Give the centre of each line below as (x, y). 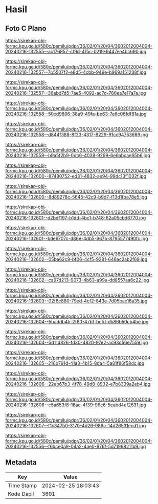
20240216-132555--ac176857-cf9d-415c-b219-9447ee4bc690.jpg (76, 51)
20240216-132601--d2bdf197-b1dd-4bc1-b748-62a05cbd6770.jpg (76, 218)
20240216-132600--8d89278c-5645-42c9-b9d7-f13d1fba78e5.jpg (76, 197)
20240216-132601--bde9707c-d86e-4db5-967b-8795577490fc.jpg (77, 238)
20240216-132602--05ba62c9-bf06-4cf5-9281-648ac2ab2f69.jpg (76, 259)
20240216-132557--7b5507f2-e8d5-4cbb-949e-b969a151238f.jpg (76, 72)
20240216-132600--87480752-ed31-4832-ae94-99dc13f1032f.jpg (76, 176)
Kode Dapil (21, 494)
